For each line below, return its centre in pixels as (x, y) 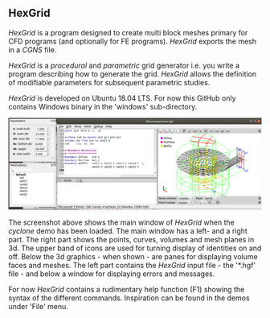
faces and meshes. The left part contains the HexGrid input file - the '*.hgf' (132, 266)
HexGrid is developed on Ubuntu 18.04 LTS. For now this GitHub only (122, 98)
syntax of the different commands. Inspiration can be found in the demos (129, 298)
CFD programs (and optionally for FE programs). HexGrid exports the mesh (133, 41)
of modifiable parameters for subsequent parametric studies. (109, 82)
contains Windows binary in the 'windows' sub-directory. (103, 106)
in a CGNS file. (33, 50)
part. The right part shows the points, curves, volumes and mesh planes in (131, 240)
